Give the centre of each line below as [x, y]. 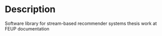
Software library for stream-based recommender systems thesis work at [81, 23]
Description [30, 9]
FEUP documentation [27, 28]
